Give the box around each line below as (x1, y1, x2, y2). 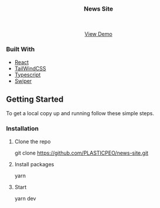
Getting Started (6, 94, 64, 104)
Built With (6, 45, 35, 53)
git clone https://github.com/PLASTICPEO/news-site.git (14, 149, 148, 156)
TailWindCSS (14, 65, 46, 72)
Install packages (14, 160, 55, 167)
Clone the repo (14, 137, 51, 145)
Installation (6, 125, 39, 133)
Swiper (14, 77, 32, 84)
